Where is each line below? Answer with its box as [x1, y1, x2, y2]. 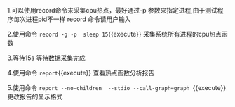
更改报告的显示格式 [7, 92, 63, 101]
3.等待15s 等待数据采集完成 [7, 53, 86, 62]
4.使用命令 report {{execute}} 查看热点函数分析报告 [7, 69, 155, 77]
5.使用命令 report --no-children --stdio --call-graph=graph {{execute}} [7, 84, 227, 92]
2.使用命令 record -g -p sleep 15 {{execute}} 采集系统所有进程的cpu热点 [7, 30, 222, 38]
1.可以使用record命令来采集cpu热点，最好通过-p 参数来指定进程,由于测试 [7, 6, 217, 14]
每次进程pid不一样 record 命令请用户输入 [13, 15, 131, 23]
